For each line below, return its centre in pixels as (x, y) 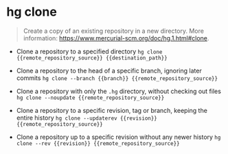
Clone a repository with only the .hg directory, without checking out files (118, 91)
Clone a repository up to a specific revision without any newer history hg (118, 137)
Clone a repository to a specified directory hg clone (89, 51)
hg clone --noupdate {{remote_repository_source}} (90, 98)
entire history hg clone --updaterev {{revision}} (87, 118)
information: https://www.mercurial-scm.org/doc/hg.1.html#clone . (116, 38)
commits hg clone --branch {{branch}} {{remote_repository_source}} (117, 78)
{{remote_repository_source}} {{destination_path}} (92, 58)
